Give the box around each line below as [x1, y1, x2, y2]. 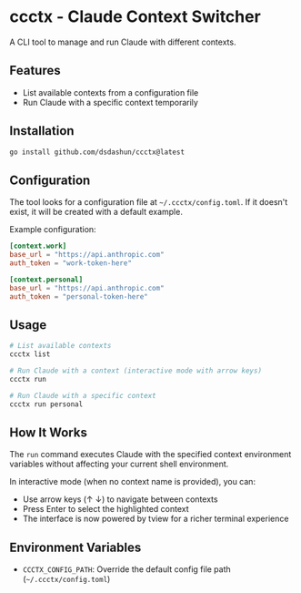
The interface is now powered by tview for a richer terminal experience [22, 513, 289, 525]
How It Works [9, 424, 88, 440]
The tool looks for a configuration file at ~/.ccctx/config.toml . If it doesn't [9, 197, 288, 208]
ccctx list [9, 350, 51, 359]
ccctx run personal [9, 399, 84, 409]
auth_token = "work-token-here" [9, 259, 132, 268]
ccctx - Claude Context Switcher [9, 6, 261, 27]
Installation [9, 123, 75, 138]
